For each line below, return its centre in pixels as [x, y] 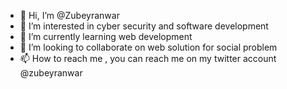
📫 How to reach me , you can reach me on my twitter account [148, 58]
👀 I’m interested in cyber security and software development [144, 26]
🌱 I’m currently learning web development [106, 36]
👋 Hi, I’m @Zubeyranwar [69, 15]
